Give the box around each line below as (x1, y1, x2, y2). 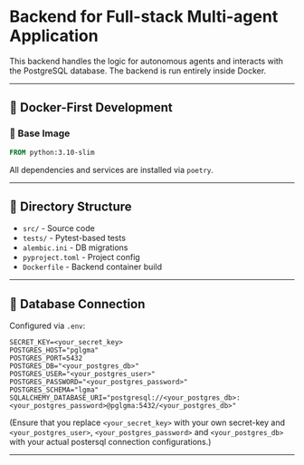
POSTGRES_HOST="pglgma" (9, 346, 100, 355)
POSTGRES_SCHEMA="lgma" (9, 385, 100, 395)
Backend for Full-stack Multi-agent (9, 6, 279, 27)
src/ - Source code (22, 223, 95, 234)
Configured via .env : (9, 320, 86, 332)
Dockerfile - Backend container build (22, 261, 163, 273)
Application (9, 25, 99, 46)
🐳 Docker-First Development (9, 100, 174, 115)
